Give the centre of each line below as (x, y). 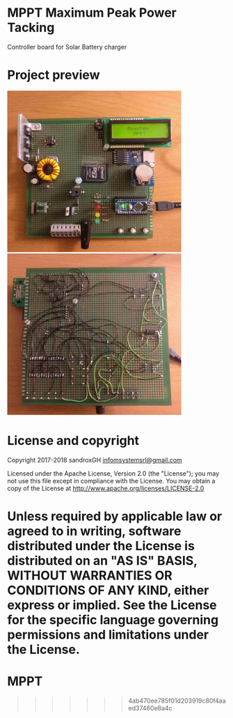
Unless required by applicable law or (115, 516)
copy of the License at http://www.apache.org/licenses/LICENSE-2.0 (106, 488)
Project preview (54, 75)
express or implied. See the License (112, 606)
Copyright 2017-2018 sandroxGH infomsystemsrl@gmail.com (95, 460)
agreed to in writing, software (94, 531)
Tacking (31, 28)
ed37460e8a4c (150, 708)
